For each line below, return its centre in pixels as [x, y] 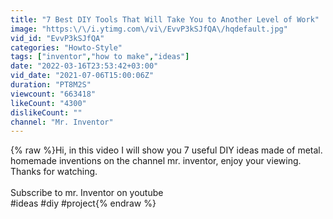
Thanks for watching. [54, 172]
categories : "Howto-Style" [66, 47]
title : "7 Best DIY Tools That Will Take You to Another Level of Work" [165, 19]
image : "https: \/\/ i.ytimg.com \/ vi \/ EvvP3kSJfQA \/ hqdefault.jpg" [149, 29]
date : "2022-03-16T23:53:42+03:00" [84, 66]
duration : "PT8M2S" [51, 85]
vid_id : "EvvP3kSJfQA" [57, 38]
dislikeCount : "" [46, 112]
